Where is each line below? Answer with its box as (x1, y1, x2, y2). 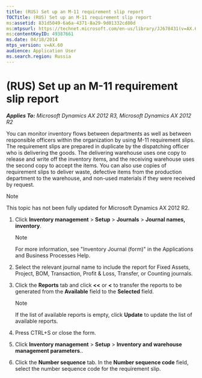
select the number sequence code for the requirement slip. (14, 365, 161, 372)
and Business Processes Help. (14, 251, 91, 259)
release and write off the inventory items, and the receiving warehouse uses (6, 155, 195, 163)
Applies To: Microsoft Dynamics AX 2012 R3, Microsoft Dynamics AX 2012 (6, 112, 192, 119)
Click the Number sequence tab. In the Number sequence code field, (14, 358, 189, 366)
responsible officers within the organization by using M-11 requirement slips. (6, 136, 195, 143)
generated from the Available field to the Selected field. (14, 287, 155, 295)
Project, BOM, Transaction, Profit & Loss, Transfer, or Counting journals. (14, 269, 194, 277)
